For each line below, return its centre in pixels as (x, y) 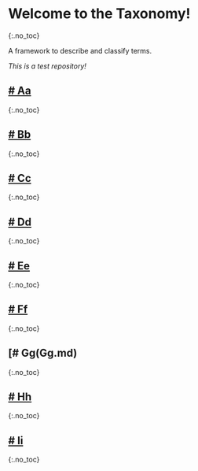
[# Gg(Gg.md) (43, 353)
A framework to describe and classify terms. (80, 50)
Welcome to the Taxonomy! (99, 14)
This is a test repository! (47, 66)
